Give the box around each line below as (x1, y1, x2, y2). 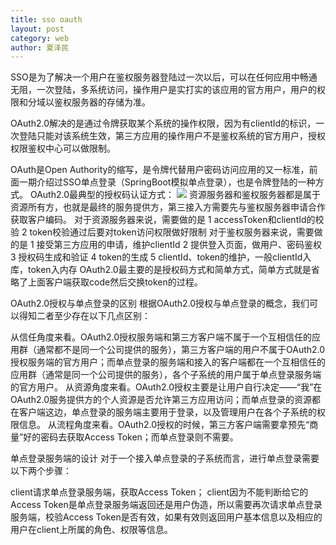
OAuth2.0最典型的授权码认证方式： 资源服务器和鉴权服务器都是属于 (29, 189, 321, 201)
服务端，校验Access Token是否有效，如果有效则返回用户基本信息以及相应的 (10, 511, 323, 523)
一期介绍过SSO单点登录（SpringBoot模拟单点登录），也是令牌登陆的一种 (18, 176, 316, 188)
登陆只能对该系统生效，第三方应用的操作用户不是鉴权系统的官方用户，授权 (18, 130, 326, 142)
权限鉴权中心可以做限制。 (10, 142, 116, 155)
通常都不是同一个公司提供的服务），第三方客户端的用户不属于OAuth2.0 (36, 344, 326, 356)
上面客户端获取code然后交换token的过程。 (27, 276, 203, 288)
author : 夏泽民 (10, 42, 69, 53)
